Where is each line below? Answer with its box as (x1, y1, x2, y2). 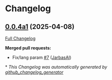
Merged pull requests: (5, 45, 52, 51)
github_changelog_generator (5, 69, 64, 75)
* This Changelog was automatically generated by (5, 64, 108, 70)
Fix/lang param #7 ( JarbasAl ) (12, 54, 72, 60)
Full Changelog (5, 35, 36, 41)
